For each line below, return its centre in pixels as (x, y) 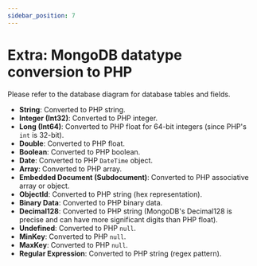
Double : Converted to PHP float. (72, 143)
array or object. (44, 186)
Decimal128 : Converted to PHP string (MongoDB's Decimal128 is (125, 211)
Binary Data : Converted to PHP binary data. (91, 202)
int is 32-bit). (41, 135)
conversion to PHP (70, 72)
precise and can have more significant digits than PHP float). (118, 219)
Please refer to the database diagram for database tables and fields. (119, 94)
